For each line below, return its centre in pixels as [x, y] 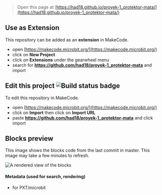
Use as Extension [32, 28]
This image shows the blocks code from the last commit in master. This [78, 151]
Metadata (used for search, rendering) [45, 177]
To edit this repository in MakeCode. [42, 98]
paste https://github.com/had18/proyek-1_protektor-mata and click [82, 117]
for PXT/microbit [29, 188]
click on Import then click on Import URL [54, 113]
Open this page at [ [37, 7]
